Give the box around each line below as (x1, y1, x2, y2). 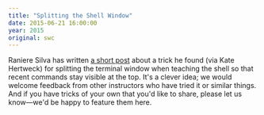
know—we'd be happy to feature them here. (8, 98, 152, 107)
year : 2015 (8, 26, 44, 34)
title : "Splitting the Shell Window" (8, 11, 133, 20)
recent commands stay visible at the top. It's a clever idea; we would (8, 72, 232, 82)
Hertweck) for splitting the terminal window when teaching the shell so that (8, 64, 254, 74)
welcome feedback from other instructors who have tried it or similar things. (8, 81, 257, 90)
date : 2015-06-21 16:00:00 (8, 19, 98, 27)
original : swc (8, 33, 55, 42)
